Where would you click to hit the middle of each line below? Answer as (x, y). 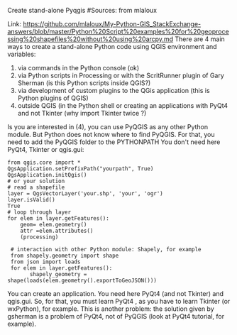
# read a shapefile (36, 187)
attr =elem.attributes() (57, 231)
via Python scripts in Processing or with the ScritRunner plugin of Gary (121, 75)
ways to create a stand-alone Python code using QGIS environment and (112, 46)
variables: (22, 54)
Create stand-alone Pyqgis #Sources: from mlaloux (82, 10)
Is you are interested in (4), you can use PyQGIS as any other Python (108, 127)
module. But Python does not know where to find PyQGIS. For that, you (111, 134)
